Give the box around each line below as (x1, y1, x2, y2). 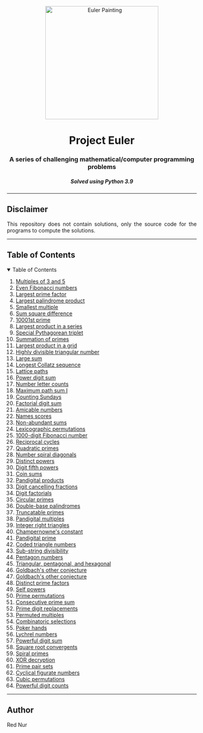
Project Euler (69, 133, 135, 147)
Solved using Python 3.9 (70, 178, 134, 185)
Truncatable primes (15, 508, 64, 516)
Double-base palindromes (15, 502, 81, 510)
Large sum (15, 354, 43, 362)
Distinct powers (15, 457, 55, 464)
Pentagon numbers (15, 553, 64, 561)
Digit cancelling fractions (15, 483, 78, 490)
